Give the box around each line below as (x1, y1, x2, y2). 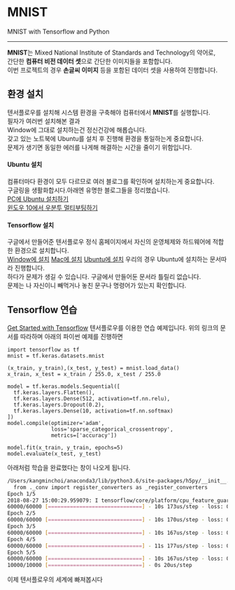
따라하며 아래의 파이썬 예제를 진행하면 (20, 332, 124, 340)
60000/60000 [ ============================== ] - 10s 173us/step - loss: (7, 503, 224, 510)
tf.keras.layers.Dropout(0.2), (13, 401, 105, 408)
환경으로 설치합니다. (14, 246, 69, 255)
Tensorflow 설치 (7, 221, 55, 229)
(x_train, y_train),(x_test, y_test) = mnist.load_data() (7, 364, 180, 371)
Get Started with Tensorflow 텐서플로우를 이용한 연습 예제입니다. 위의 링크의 (7, 323, 219, 332)
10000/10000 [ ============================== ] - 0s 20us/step (7, 562, 192, 569)
